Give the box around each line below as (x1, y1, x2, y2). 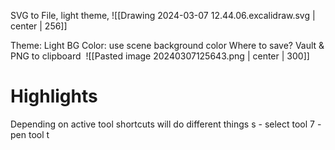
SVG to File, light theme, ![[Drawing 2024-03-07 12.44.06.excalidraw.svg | (10, 10, 316, 21)
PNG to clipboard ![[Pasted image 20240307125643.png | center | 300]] (10, 50, 310, 62)
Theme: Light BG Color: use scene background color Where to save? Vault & (10, 40, 325, 51)
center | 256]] (10, 20, 68, 32)
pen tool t (10, 128, 50, 140)
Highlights (10, 85, 98, 108)
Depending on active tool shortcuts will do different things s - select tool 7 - (10, 118, 322, 130)
